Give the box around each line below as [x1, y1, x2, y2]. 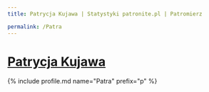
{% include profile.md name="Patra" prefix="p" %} [7, 77, 158, 86]
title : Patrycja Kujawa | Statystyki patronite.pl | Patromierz [7, 10, 203, 18]
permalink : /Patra [7, 23, 62, 30]
